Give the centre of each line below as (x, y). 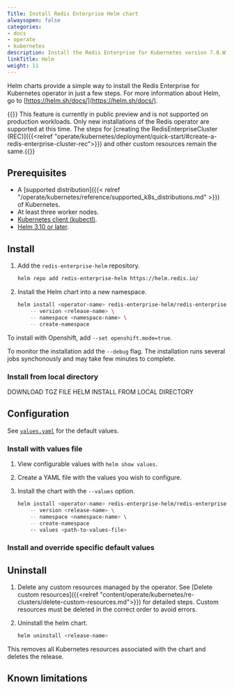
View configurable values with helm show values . (87, 464)
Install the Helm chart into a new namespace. (82, 292)
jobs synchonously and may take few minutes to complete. (92, 358)
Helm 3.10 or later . (43, 227)
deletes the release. (36, 657)
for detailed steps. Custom (181, 602)
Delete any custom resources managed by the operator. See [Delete (115, 587)
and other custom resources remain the (160, 143)
